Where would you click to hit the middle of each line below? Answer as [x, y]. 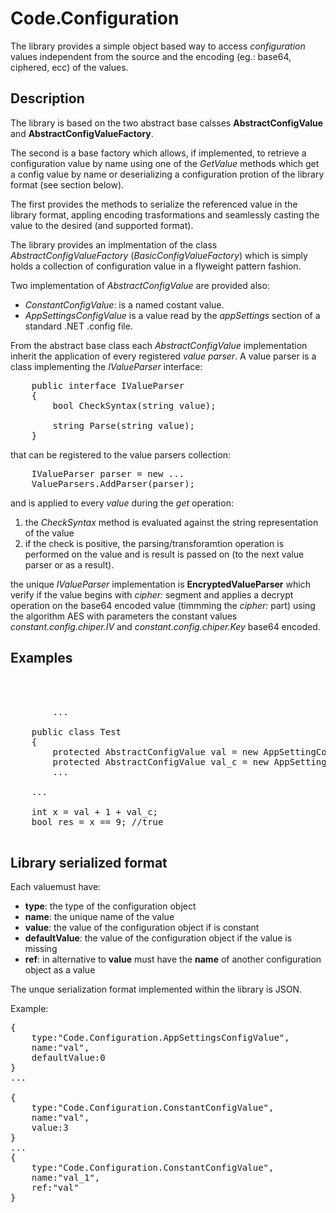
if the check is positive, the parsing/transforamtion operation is [154, 543]
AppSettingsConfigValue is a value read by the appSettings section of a [172, 315]
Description [47, 98]
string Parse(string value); [124, 425]
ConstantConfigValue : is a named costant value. [124, 304]
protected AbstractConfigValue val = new [155, 751]
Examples [41, 658]
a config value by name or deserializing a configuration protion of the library [167, 174]
